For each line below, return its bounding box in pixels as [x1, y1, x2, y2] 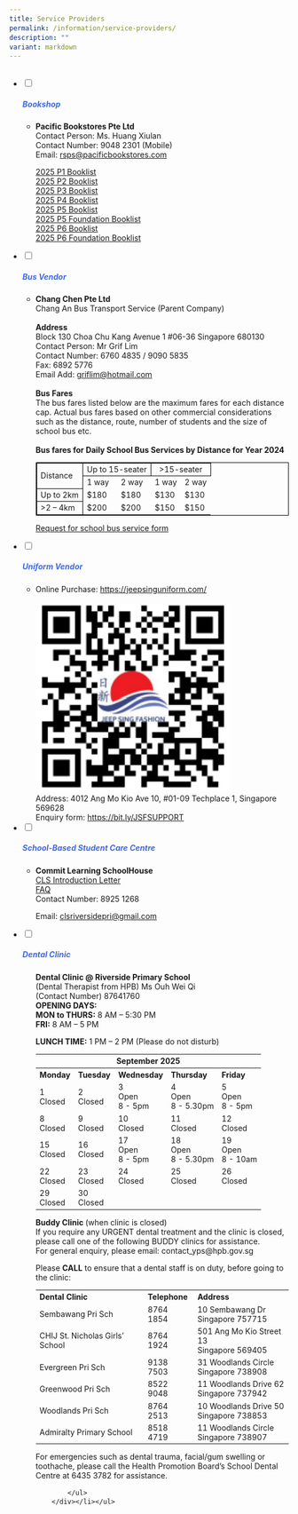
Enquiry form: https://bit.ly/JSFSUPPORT [35, 812, 184, 822]
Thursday [170, 1070, 208, 1081]
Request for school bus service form [35, 522, 169, 533]
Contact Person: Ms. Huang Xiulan [35, 131, 161, 141]
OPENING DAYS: [35, 1000, 98, 1011]
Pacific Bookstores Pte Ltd [35, 121, 135, 132]
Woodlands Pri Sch [39, 1406, 109, 1416]
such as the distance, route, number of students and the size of [35, 416, 268, 427]
